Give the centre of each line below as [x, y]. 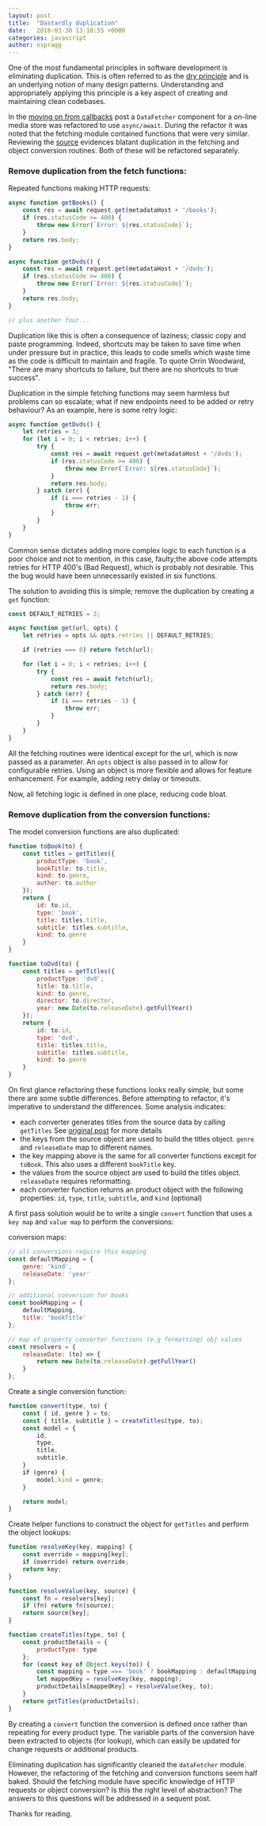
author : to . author [67, 883]
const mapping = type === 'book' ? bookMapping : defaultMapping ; [148, 1672]
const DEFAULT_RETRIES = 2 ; [55, 614]
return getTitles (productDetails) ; [81, 1701]
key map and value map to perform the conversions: [91, 1222]
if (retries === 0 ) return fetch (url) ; [88, 650]
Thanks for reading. [40, 1813]
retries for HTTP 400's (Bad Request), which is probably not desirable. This [131, 567]
